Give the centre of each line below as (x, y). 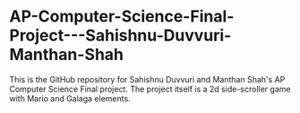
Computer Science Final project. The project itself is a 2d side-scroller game (150, 89)
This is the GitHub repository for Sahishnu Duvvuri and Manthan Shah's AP (147, 79)
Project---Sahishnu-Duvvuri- (120, 35)
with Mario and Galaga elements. (70, 98)
